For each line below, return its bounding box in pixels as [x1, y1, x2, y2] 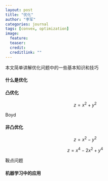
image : [5, 31, 19, 36]
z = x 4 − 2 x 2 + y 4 [67, 146, 103, 153]
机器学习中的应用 [5, 170, 41, 176]
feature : [10, 36, 28, 41]
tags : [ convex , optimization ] [5, 26, 69, 31]
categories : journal [5, 21, 49, 27]
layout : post [5, 7, 33, 13]
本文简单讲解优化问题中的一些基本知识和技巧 [5, 64, 99, 70]
